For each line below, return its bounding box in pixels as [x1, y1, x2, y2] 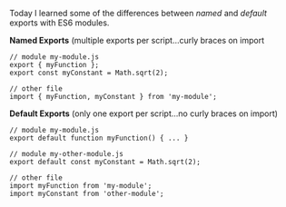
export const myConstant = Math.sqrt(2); [9, 68, 169, 77]
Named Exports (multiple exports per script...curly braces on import [9, 35, 265, 45]
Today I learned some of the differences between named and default [9, 8, 268, 18]
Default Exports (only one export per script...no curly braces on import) [9, 108, 279, 119]
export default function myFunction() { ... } [9, 133, 189, 143]
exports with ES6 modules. [9, 17, 110, 28]
